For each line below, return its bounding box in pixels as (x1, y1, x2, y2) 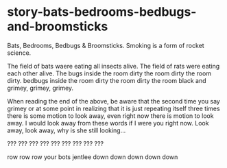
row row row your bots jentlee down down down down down (7, 152, 178, 161)
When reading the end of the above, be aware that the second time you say (7, 97, 221, 105)
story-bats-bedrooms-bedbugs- (7, 4, 197, 20)
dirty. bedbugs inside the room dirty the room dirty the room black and (7, 76, 207, 84)
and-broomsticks (7, 19, 108, 34)
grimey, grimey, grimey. (7, 84, 74, 92)
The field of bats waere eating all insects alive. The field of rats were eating (7, 62, 220, 70)
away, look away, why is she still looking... (7, 126, 126, 134)
